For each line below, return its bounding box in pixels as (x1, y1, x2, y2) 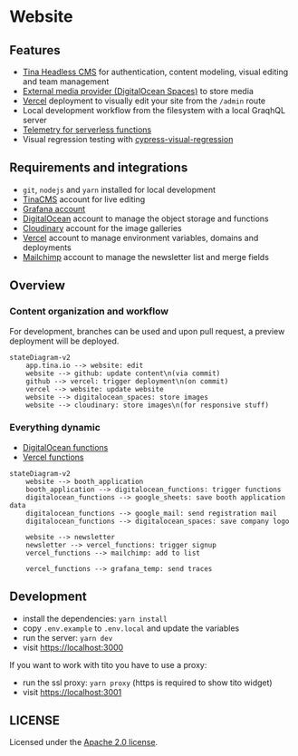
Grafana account (22, 203, 86, 214)
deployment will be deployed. (9, 335, 120, 346)
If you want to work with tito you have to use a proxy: (9, 659, 207, 670)
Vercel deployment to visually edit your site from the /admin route (22, 95, 265, 106)
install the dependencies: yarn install (22, 613, 168, 624)
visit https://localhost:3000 (22, 642, 124, 653)
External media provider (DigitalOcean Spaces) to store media (22, 86, 254, 96)
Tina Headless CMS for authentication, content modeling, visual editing (22, 66, 289, 77)
